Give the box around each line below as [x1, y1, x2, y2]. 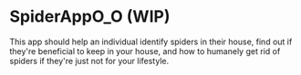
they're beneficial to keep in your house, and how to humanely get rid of [9, 45, 281, 56]
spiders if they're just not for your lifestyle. [9, 55, 170, 66]
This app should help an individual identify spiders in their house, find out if [9, 36, 293, 47]
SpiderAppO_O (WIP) [9, 6, 171, 27]
